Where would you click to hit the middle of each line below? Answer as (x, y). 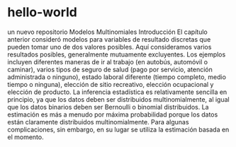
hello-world (43, 12)
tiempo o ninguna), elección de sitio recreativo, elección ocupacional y (111, 84)
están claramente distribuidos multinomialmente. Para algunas (98, 122)
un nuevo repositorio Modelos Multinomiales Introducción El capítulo (107, 32)
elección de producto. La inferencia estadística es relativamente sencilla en (117, 92)
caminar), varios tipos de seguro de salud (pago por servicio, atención (110, 69)
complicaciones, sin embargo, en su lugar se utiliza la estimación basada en (118, 129)
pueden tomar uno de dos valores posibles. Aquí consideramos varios (109, 47)
